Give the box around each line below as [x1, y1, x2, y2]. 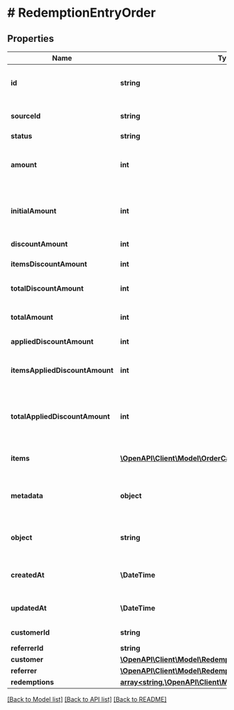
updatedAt [10, 603, 47, 612]
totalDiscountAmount [10, 284, 84, 293]
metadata [10, 491, 43, 500]
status [10, 131, 33, 141]
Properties [7, 33, 54, 45]
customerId [10, 628, 50, 637]
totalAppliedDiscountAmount [10, 412, 110, 421]
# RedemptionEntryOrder [7, 5, 156, 21]
